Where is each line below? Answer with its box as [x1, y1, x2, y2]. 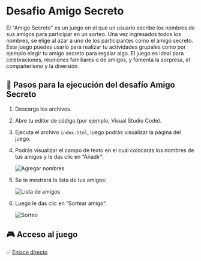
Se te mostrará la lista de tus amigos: [14, 176, 107, 183]
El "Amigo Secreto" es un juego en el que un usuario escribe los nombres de [6, 24, 195, 31]
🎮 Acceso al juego [6, 230, 78, 240]
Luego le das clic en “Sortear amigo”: [14, 200, 107, 207]
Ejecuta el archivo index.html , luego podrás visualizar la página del [14, 128, 181, 136]
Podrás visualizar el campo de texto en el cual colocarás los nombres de [14, 146, 194, 154]
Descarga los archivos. [14, 105, 72, 112]
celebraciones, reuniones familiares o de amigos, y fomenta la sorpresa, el [6, 56, 190, 63]
